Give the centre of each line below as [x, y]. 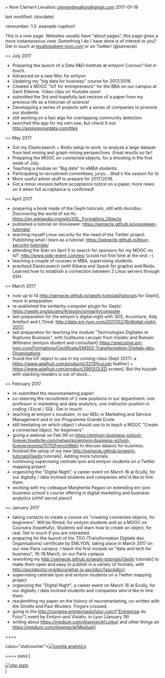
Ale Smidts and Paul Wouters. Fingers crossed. [60, 606]
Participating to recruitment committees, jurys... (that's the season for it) [85, 174]
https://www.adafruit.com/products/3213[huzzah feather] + [73, 364]
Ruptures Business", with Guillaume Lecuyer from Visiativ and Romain [83, 338]
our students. [26, 112]
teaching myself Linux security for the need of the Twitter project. [79, 234]
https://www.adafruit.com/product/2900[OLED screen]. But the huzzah [84, 369]
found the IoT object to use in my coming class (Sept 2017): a [74, 358]
